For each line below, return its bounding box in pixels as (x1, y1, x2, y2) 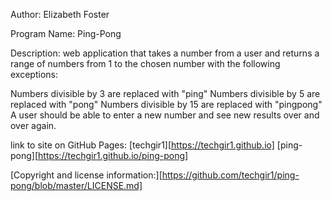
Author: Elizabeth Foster (10, 9, 110, 20)
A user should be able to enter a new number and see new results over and (10, 109, 320, 121)
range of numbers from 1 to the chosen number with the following (10, 58, 281, 69)
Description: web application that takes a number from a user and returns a (10, 47, 320, 59)
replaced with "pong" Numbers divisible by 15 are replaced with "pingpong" (10, 99, 323, 110)
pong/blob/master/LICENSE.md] (10, 180, 143, 191)
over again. (10, 120, 57, 131)
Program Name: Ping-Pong (10, 28, 122, 39)
